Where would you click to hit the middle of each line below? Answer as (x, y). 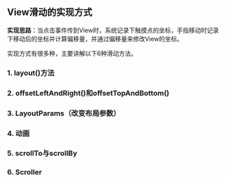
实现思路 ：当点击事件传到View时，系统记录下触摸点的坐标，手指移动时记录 (113, 30)
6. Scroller (25, 172)
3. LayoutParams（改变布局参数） (64, 113)
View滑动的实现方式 (50, 12)
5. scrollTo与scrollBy (42, 153)
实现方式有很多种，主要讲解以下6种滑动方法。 (72, 53)
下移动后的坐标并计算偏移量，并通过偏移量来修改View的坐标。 (95, 38)
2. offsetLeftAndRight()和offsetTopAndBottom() (88, 93)
